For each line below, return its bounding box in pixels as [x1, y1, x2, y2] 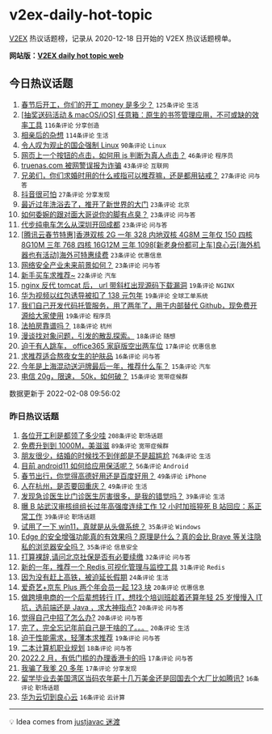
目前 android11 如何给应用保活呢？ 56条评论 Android [20, 461, 189, 471]
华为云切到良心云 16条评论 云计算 [20, 692, 126, 702]
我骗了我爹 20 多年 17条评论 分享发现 [20, 664, 137, 673]
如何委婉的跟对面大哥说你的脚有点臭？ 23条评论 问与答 [20, 209, 196, 219]
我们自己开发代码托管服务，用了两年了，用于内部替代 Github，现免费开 [20, 300, 257, 310]
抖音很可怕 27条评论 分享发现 [20, 189, 111, 199]
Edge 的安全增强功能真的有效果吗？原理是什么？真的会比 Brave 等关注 [20, 532, 255, 541]
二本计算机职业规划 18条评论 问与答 [20, 643, 132, 653]
